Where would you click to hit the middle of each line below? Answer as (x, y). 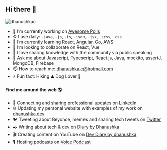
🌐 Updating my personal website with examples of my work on (77, 108)
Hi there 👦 (21, 9)
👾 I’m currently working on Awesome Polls (56, 31)
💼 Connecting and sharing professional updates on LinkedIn (74, 103)
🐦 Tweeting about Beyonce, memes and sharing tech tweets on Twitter (87, 120)
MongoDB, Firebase (33, 63)
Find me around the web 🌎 (34, 90)
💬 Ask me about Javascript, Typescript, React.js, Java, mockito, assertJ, (87, 58)
